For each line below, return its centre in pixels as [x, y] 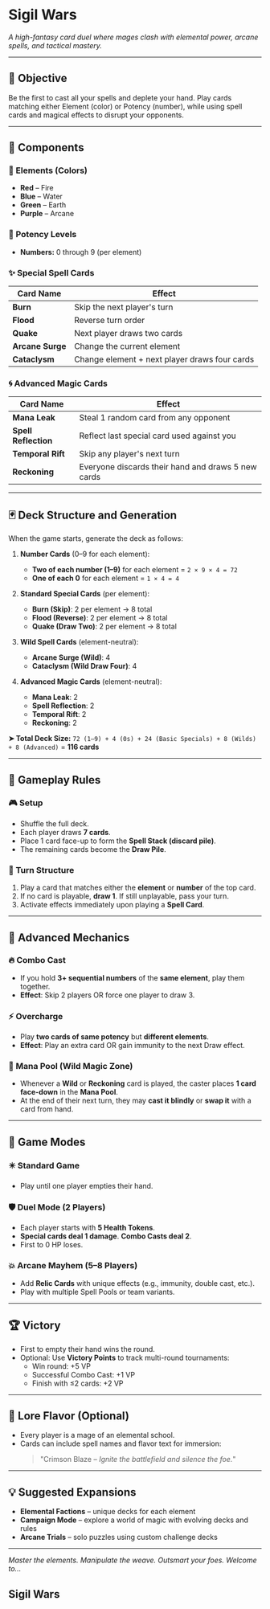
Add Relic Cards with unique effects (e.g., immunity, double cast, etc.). [137, 1283]
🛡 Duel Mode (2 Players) [57, 1207]
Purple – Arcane [47, 214]
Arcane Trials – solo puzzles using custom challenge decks [119, 1537]
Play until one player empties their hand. [86, 1186]
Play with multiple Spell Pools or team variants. [97, 1292]
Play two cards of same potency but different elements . [114, 1037]
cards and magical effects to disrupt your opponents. [96, 115]
